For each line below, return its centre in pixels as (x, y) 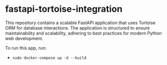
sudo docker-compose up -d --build (49, 58)
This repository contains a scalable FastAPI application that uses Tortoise (81, 23)
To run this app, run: (26, 48)
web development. (24, 38)
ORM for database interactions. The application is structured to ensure (78, 28)
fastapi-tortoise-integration (64, 9)
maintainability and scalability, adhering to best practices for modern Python (83, 33)
